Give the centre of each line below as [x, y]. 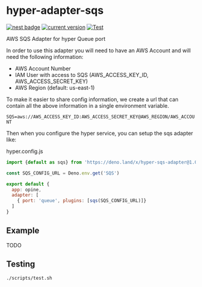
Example [23, 231]
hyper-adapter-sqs [55, 11]
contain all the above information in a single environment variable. [88, 105]
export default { [28, 184]
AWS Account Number [43, 68]
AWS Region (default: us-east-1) [55, 87]
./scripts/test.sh [29, 278]
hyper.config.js [25, 151]
